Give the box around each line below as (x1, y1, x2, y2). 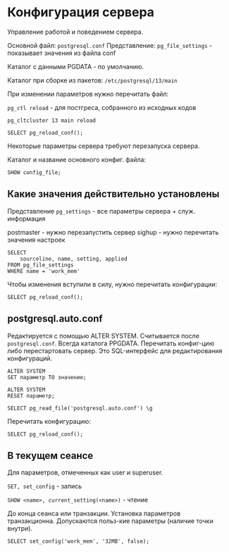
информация (7, 214, 46, 223)
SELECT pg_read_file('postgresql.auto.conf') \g (7, 405, 153, 412)
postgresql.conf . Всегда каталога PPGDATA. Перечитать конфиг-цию (7, 339, 215, 348)
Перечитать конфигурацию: (7, 417, 92, 425)
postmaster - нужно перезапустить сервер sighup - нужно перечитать (7, 228, 219, 236)
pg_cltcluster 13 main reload (7, 117, 97, 124)
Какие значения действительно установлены (7, 188, 220, 200)
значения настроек (7, 235, 66, 244)
